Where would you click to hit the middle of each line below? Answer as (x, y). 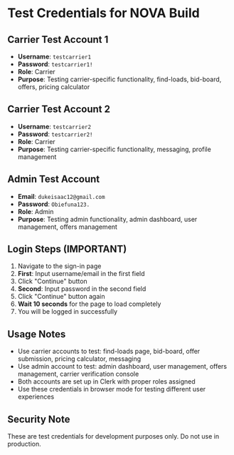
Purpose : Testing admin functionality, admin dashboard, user (107, 219)
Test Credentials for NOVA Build (104, 13)
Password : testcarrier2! (55, 134)
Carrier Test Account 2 (59, 109)
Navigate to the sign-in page (59, 266)
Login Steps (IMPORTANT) (67, 249)
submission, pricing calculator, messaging (79, 359)
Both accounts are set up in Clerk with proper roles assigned (106, 382)
